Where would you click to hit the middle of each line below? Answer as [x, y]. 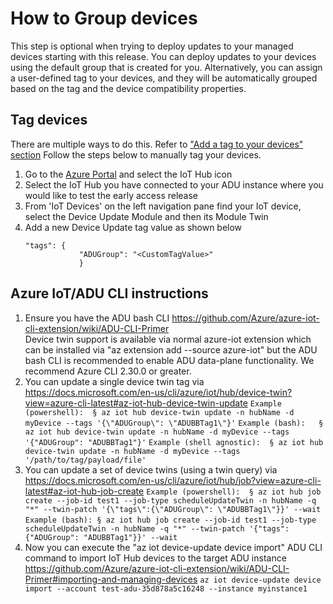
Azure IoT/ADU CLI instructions [109, 293]
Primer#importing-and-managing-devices [111, 579]
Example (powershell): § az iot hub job [234, 492]
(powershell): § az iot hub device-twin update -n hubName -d [159, 412]
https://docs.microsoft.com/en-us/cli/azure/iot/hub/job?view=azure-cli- [173, 480]
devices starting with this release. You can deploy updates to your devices [163, 56]
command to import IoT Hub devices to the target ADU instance [155, 558]
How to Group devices [104, 18]
